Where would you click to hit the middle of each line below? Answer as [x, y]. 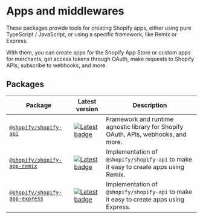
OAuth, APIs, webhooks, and [146, 134]
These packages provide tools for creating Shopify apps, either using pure [99, 28]
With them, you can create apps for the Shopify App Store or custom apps [99, 52]
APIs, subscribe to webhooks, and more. [57, 65]
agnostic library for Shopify [145, 126]
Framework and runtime [140, 119]
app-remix [23, 166]
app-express [27, 198]
